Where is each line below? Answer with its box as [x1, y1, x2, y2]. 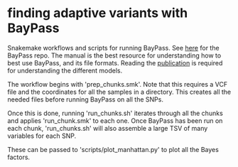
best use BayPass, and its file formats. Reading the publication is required [7, 58, 223, 67]
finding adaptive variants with [7, 5, 188, 21]
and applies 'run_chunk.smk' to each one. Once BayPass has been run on [7, 116, 223, 125]
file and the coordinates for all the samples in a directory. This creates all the [7, 87, 232, 96]
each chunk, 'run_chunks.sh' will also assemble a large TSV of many [7, 124, 208, 132]
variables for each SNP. [7, 131, 77, 140]
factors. [7, 153, 31, 161]
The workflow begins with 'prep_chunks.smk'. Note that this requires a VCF [7, 80, 228, 88]
